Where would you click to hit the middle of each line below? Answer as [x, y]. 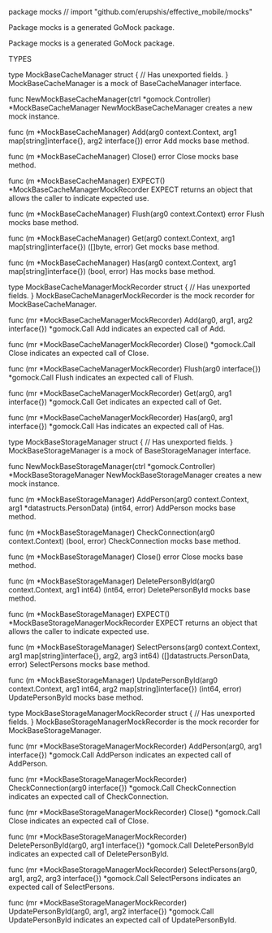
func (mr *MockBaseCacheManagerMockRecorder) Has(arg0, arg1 [121, 417]
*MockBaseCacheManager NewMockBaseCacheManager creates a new [131, 108]
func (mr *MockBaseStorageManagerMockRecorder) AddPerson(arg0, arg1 [135, 746]
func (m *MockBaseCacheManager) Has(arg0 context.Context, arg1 [123, 263]
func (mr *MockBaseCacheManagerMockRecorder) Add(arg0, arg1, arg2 [131, 320]
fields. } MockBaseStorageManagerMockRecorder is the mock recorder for [134, 722]
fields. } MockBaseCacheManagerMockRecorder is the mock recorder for [132, 295]
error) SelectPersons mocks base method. [79, 664]
